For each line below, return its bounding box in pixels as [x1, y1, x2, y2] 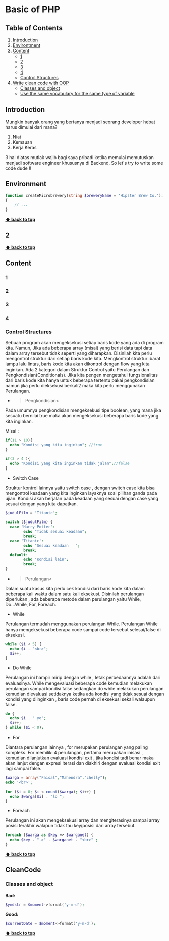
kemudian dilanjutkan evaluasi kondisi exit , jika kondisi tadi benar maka [5, 755, 154, 761]
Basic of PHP [5, 4, 61, 15]
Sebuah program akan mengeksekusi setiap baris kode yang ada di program [5, 340, 164, 346]
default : [10, 552, 28, 557]
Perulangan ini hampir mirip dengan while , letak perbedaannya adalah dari [5, 674, 161, 681]
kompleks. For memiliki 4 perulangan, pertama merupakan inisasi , [5, 750, 143, 756]
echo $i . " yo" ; [10, 716, 46, 721]
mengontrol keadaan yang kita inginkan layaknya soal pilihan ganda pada [5, 490, 157, 496]
